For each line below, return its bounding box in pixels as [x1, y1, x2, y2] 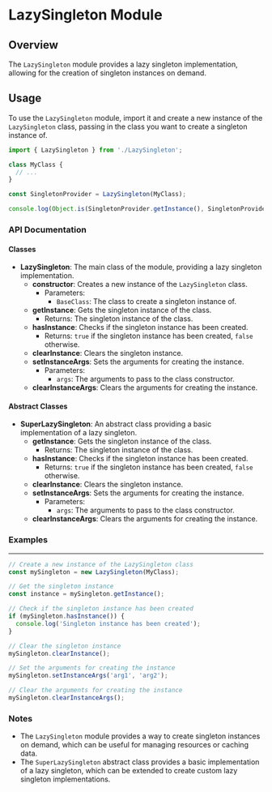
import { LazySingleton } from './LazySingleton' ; [8, 146, 183, 154]
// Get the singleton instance [8, 582, 114, 591]
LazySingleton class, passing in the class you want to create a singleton [8, 122, 249, 131]
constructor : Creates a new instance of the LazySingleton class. [32, 280, 249, 289]
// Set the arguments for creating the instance [8, 664, 176, 672]
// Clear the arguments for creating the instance [8, 687, 183, 695]
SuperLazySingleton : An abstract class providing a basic [19, 419, 212, 429]
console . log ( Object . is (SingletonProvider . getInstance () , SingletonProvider [8, 205, 270, 213]
